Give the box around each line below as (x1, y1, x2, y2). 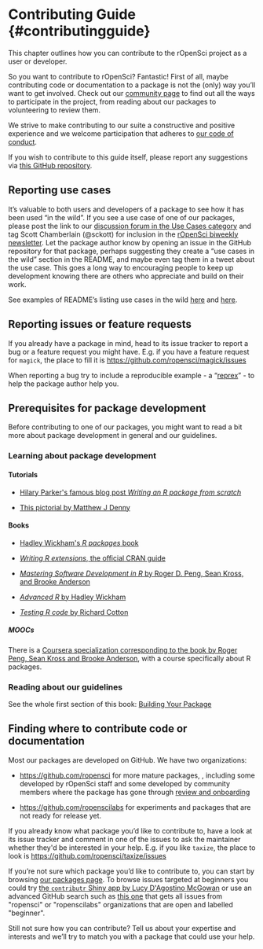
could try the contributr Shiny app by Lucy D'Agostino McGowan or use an (8, 883, 253, 892)
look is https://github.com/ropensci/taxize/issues (8, 851, 167, 860)
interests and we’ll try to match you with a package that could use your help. (8, 932, 255, 941)
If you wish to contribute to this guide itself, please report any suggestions (8, 152, 249, 162)
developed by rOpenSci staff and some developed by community (19, 778, 230, 788)
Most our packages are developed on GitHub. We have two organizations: (8, 755, 247, 764)
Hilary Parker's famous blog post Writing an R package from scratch (19, 487, 242, 497)
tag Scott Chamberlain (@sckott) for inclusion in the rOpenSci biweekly (8, 230, 239, 239)
